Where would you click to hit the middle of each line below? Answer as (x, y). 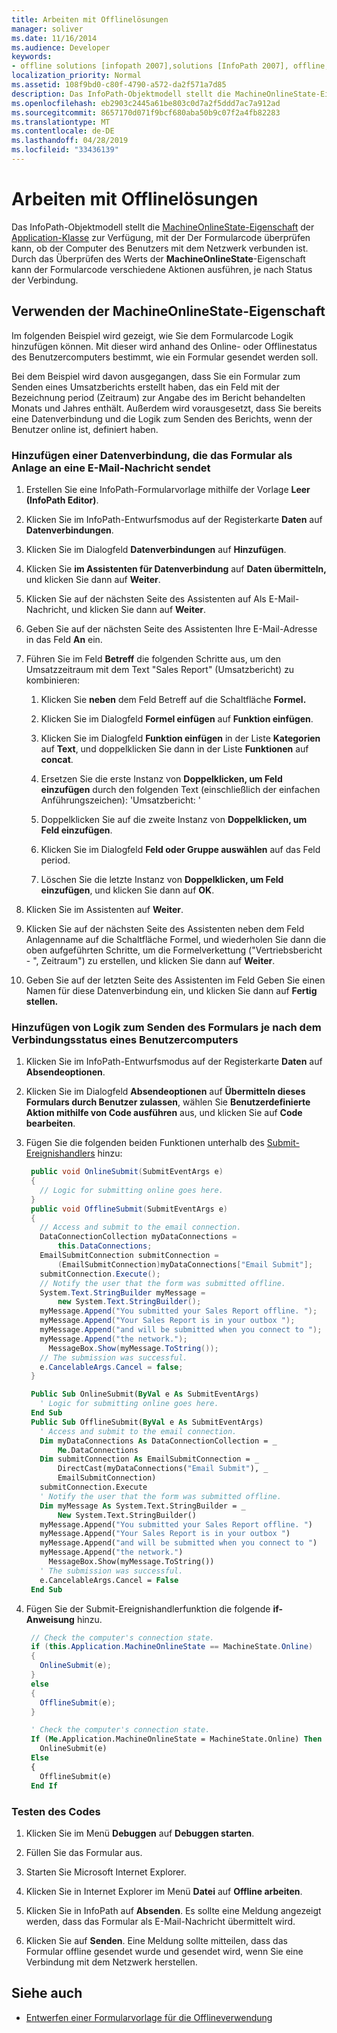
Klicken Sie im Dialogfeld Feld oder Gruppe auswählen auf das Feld (180, 849)
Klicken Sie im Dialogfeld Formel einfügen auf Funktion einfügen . (177, 718)
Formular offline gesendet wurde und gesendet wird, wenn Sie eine (164, 1951)
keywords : (32, 57)
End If (44, 1786)
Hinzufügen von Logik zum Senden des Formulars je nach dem (166, 1027)
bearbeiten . (50, 1123)
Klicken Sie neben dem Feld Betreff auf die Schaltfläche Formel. (173, 699)
